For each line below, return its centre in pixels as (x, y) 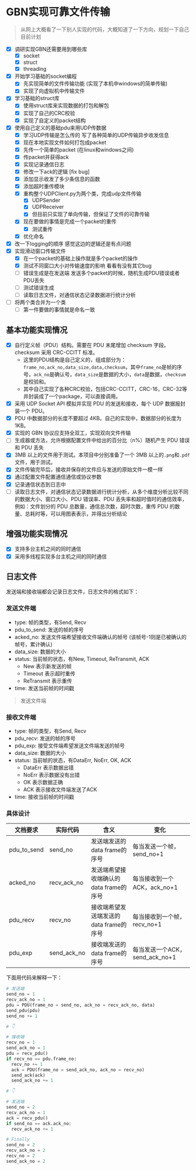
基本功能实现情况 (37, 330)
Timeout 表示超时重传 (49, 673)
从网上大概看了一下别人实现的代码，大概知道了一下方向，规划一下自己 (105, 29)
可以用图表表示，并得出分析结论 (89, 513)
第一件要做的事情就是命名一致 (59, 310)
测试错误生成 (38, 287)
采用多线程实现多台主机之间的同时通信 (60, 556)
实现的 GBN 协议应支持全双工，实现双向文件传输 (73, 433)
